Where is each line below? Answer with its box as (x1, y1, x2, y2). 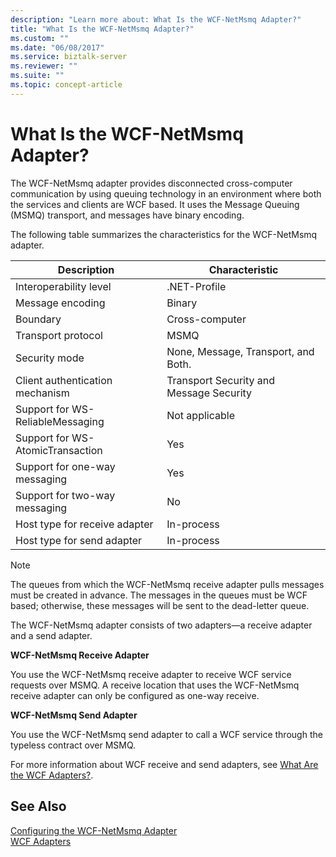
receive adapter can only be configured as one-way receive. (10, 689, 260, 701)
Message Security (166, 386, 253, 400)
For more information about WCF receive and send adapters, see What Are (10, 758, 319, 770)
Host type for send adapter (15, 533, 143, 547)
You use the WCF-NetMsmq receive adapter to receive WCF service (10, 668, 292, 680)
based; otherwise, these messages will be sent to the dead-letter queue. (10, 599, 310, 611)
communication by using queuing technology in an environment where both (10, 187, 322, 200)
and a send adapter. (10, 629, 93, 641)
